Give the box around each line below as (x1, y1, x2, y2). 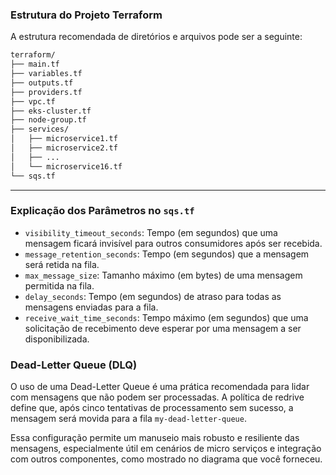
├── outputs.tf (10, 78, 74, 88)
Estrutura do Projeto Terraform (10, 8, 163, 22)
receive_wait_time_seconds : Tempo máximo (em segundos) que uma (24, 311, 309, 323)
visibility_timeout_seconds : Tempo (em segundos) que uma (24, 226, 278, 238)
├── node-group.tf (10, 115, 87, 125)
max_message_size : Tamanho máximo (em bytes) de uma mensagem (24, 269, 303, 281)
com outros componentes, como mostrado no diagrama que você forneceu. (10, 453, 323, 465)
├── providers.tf (10, 87, 83, 97)
